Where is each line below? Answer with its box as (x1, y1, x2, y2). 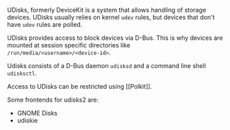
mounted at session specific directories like (7, 41, 131, 49)
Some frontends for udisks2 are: (7, 96, 99, 104)
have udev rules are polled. (7, 21, 83, 28)
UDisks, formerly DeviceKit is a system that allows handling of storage (7, 6, 207, 14)
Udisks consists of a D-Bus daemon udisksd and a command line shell (7, 62, 207, 69)
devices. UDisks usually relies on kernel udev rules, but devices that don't (7, 13, 215, 21)
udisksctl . (7, 69, 37, 77)
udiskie (17, 116, 38, 124)
